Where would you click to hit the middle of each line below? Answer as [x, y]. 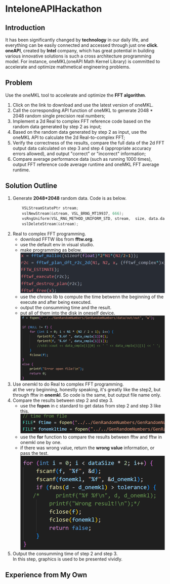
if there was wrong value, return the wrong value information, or [87, 448]
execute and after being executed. [56, 302]
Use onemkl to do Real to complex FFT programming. [68, 384]
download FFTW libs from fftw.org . [57, 239]
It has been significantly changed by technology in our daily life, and [77, 40]
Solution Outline [31, 186]
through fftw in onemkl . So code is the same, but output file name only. [87, 395]
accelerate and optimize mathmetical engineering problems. [68, 67]
